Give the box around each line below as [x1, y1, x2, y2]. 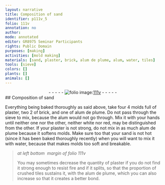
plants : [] [5, 71, 28, 76]
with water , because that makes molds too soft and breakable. [5, 141, 132, 147]
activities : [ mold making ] [5, 53, 61, 58]
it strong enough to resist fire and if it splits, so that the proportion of [17, 165, 157, 171]
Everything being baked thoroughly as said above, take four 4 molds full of [5, 104, 157, 110]
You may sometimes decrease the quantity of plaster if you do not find [17, 159, 161, 165]
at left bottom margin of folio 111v [17, 150, 86, 156]
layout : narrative [5, 7, 43, 12]
